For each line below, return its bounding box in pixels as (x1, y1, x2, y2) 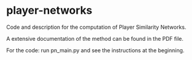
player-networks (6, 4, 93, 17)
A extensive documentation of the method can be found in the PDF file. (6, 35, 184, 42)
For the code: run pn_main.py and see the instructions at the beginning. (6, 46, 185, 54)
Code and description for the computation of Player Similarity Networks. (6, 23, 187, 31)
